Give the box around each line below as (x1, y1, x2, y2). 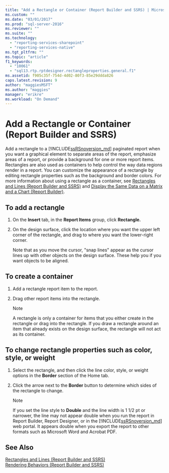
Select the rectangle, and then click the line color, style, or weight (12, 367, 148, 373)
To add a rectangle (5, 203, 65, 212)
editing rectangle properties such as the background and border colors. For (5, 173, 162, 179)
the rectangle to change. (12, 387, 64, 394)
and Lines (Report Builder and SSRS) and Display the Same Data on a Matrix (5, 183, 163, 189)
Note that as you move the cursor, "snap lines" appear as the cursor (12, 247, 154, 253)
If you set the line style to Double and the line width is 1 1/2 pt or (12, 407, 146, 413)
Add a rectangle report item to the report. (12, 286, 98, 292)
